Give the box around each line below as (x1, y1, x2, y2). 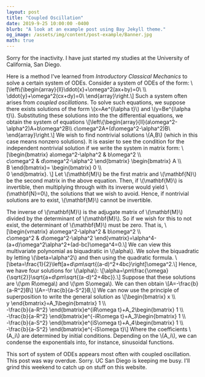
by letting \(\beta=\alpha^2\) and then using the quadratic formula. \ (6, 254, 177, 261)
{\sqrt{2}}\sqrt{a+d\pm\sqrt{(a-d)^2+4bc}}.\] (6, 273, 121, 281)
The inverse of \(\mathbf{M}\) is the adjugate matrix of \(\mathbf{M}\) (6, 208, 183, 215)
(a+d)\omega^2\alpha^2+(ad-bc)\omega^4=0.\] (6, 241, 127, 248)
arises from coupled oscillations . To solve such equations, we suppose (6, 99, 186, 106)
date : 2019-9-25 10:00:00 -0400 (6, 20, 89, 26)
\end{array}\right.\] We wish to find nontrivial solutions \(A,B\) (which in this (6, 131, 198, 139)
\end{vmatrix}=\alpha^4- (94, 234, 157, 242)
